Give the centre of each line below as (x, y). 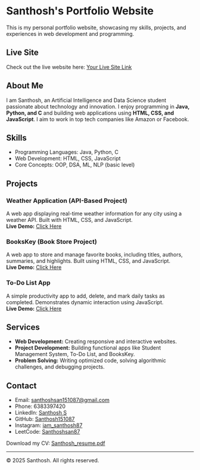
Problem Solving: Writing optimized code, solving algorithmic (90, 361)
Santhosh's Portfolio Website (80, 11)
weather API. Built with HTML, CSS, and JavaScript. (69, 220)
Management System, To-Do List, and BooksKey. (75, 354)
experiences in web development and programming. (70, 33)
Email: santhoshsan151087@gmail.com (62, 400)
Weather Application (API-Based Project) (67, 200)
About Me (25, 86)
